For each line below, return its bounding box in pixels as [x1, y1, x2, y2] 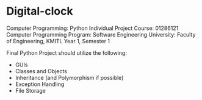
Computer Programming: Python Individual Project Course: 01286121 [6, 24, 179, 32]
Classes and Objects [15, 67, 67, 74]
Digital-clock [6, 4, 73, 18]
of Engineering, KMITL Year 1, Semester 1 [6, 37, 110, 45]
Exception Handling [15, 80, 65, 88]
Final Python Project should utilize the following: [6, 49, 127, 56]
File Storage [15, 87, 46, 94]
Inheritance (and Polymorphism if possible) [15, 74, 124, 81]
